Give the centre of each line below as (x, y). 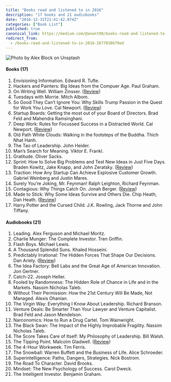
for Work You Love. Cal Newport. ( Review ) (57, 107)
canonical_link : (23, 34)
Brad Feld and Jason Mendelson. (48, 315)
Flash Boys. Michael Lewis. (41, 244)
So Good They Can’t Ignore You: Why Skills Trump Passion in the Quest (88, 102)
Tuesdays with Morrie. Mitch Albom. (51, 97)
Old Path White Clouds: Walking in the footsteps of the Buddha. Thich (86, 134)
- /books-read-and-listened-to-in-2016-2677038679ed (67, 43)
